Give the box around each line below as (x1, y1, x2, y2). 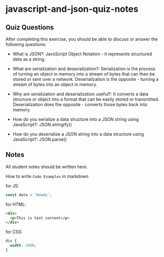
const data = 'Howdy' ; (5, 192, 52, 197)
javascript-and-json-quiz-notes (5, 3, 139, 15)
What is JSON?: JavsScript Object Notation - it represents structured (12, 51, 152, 57)
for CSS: (5, 229, 23, 235)
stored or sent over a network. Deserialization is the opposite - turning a (12, 76, 159, 82)
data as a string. (12, 56, 46, 62)
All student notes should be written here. (5, 164, 88, 170)
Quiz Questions (5, 23, 54, 32)
